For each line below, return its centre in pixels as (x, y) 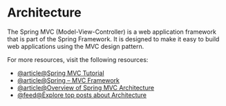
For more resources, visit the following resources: (78, 59)
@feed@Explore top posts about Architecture (82, 95)
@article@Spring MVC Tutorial (61, 73)
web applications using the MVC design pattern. (76, 46)
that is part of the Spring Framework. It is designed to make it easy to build (113, 39)
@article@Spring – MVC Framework (68, 80)
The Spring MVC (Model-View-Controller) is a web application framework (112, 32)
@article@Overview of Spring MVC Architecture (85, 87)
